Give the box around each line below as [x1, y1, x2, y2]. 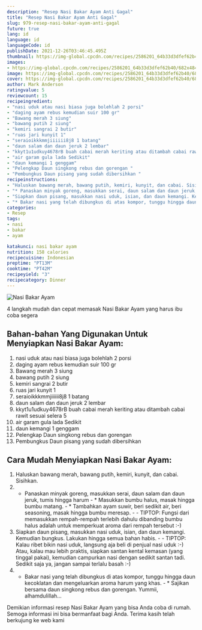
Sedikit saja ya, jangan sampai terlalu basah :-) [15, 560, 131, 567]
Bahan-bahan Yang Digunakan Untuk [7, 329, 149, 339]
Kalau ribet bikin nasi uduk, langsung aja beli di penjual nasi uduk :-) [15, 541, 184, 548]
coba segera [7, 311, 38, 319]
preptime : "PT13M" [7, 260, 53, 267]
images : [7, 59, 26, 65]
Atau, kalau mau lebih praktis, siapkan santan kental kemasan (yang [15, 548, 183, 555]
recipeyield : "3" [7, 271, 50, 277]
